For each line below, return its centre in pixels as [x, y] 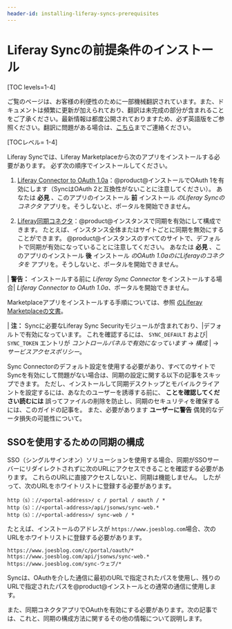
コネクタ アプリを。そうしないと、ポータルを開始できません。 [106, 206]
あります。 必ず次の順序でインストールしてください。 [95, 165]
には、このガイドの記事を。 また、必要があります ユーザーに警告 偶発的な [113, 409]
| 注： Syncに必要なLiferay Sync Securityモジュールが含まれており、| [105, 326]
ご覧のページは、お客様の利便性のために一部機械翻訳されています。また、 [113, 101]
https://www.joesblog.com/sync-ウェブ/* [65, 564]
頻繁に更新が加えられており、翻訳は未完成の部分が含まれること [134, 110]
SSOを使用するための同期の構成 [76, 442]
